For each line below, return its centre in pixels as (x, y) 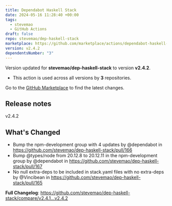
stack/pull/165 (27, 183)
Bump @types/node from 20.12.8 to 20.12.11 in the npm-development (85, 156)
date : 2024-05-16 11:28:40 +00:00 (42, 15)
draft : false (19, 34)
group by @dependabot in (40, 161)
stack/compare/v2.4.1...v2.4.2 (37, 198)
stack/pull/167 (27, 166)
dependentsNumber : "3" (29, 53)
